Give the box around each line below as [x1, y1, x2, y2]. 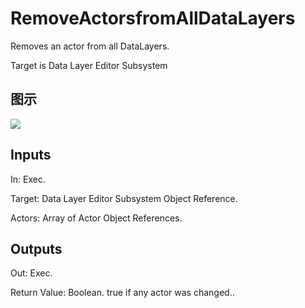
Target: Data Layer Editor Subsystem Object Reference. [10, 192, 238, 204]
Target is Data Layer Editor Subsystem [10, 59, 168, 71]
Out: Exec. [10, 267, 53, 279]
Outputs [10, 240, 63, 257]
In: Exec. [10, 173, 46, 185]
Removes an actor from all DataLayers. [10, 40, 170, 52]
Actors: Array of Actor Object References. [10, 212, 183, 224]
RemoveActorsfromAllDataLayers [10, 7, 296, 30]
